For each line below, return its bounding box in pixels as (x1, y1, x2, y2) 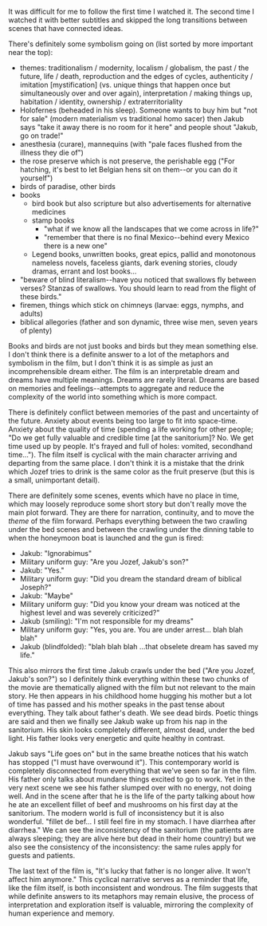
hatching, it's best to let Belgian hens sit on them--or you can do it (19, 165, 238, 174)
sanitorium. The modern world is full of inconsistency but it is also (8, 809, 225, 818)
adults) (19, 309, 44, 318)
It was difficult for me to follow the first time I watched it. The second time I (8, 7, 255, 16)
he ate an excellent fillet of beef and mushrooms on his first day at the (8, 800, 238, 809)
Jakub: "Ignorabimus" (19, 549, 92, 558)
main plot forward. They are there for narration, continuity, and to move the (8, 508, 255, 517)
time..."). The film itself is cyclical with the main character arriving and (8, 450, 238, 459)
